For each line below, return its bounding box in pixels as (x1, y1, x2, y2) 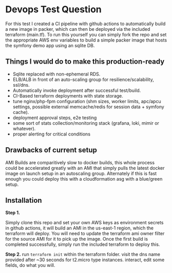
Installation (5, 196, 42, 205)
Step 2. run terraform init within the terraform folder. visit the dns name (5, 251, 161, 258)
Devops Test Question (5, 4, 102, 15)
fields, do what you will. (5, 262, 55, 268)
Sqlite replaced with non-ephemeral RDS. (12, 71, 101, 77)
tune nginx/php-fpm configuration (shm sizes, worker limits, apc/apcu (12, 98, 161, 104)
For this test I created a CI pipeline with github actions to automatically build (5, 21, 166, 27)
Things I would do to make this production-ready (5, 57, 165, 66)
